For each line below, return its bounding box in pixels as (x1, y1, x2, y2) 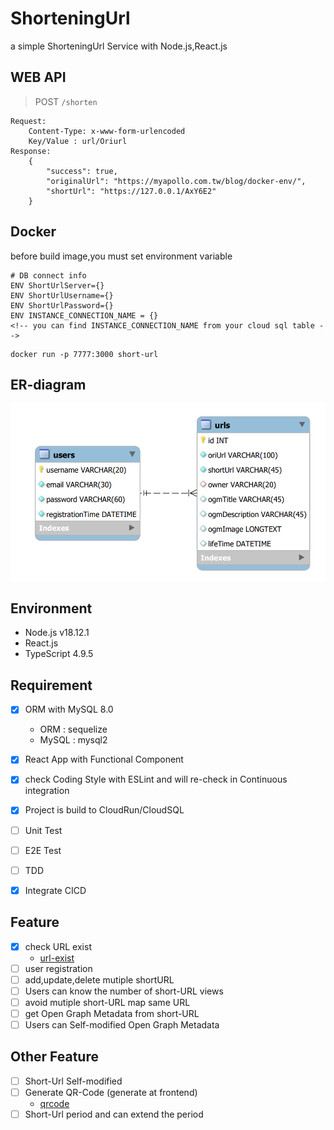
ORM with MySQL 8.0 (24, 703, 114, 716)
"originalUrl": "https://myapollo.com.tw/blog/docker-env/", (46, 176, 307, 186)
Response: (10, 146, 52, 156)
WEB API (10, 69, 67, 86)
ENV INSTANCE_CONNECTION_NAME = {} (10, 310, 159, 321)
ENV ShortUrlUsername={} (10, 290, 114, 301)
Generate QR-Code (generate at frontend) (24, 1086, 198, 1098)
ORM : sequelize (39, 723, 108, 736)
